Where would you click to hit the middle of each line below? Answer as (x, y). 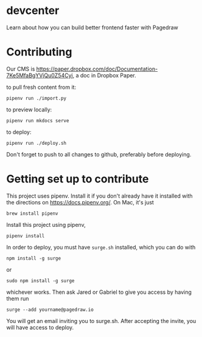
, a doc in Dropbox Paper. (105, 75)
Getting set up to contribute (78, 179)
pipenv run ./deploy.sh (37, 143)
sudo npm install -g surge (40, 280)
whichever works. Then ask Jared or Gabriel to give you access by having (99, 292)
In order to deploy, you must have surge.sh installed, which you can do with (101, 247)
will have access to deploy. (40, 327)
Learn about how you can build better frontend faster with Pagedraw (92, 27)
